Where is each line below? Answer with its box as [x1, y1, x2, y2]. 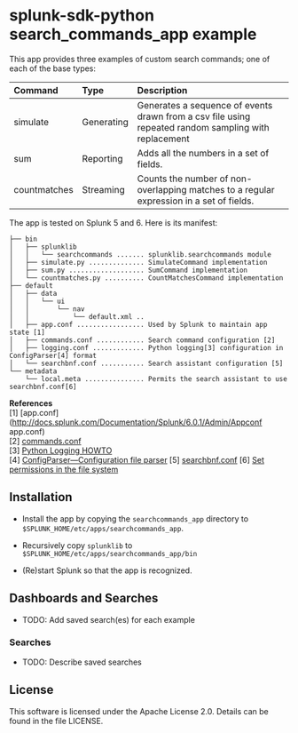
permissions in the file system [9, 464, 119, 474]
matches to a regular [189, 183, 275, 195]
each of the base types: [9, 63, 96, 74]
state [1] [9, 328, 46, 337]
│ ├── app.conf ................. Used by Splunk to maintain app [9, 320, 268, 329]
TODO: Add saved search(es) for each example [21, 614, 195, 625]
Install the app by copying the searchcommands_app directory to [21, 513, 249, 524]
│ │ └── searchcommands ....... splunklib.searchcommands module [9, 250, 272, 259]
